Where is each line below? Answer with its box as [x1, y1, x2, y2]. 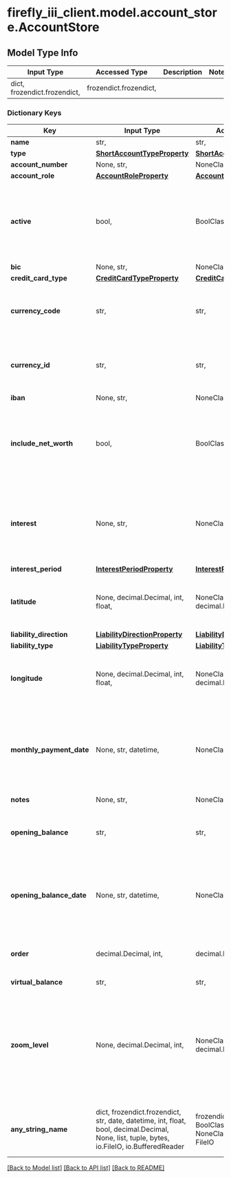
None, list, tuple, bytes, [96, 1133, 170, 1143]
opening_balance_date [10, 890, 87, 900]
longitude [10, 673, 43, 683]
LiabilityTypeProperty [96, 641, 168, 651]
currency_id [10, 360, 50, 370]
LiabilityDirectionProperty [96, 630, 183, 640]
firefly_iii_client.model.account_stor [7, 5, 218, 21]
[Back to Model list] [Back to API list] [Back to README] [7, 1164, 165, 1172]
